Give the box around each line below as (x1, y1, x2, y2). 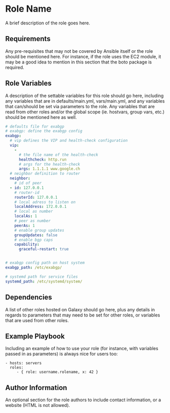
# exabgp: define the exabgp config (5, 129, 82, 134)
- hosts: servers (5, 361, 42, 366)
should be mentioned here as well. (5, 114, 77, 120)
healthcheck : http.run (18, 157, 67, 162)
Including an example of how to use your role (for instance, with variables (5, 345, 158, 352)
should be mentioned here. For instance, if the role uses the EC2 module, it (5, 53, 161, 59)
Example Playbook (5, 332, 65, 340)
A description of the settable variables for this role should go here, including (5, 92, 164, 99)
